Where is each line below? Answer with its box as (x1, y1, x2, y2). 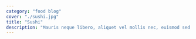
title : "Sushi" (6, 19, 43, 25)
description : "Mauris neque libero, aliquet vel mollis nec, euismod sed (6, 24, 191, 30)
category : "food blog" (6, 8, 62, 14)
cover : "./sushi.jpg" (6, 14, 59, 19)
